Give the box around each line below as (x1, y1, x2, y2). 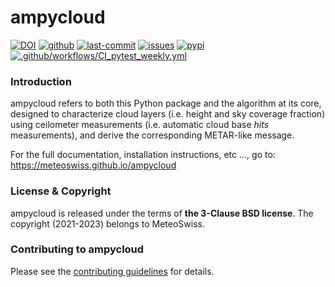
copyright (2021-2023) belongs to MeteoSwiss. (10, 217, 205, 230)
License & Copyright (10, 184, 112, 198)
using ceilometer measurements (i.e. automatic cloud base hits (10, 119, 270, 131)
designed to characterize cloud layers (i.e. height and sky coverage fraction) (10, 108, 326, 120)
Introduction (10, 74, 72, 88)
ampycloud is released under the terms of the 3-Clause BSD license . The (10, 207, 314, 219)
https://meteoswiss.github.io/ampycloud (10, 159, 177, 171)
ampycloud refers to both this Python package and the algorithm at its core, (10, 97, 322, 110)
